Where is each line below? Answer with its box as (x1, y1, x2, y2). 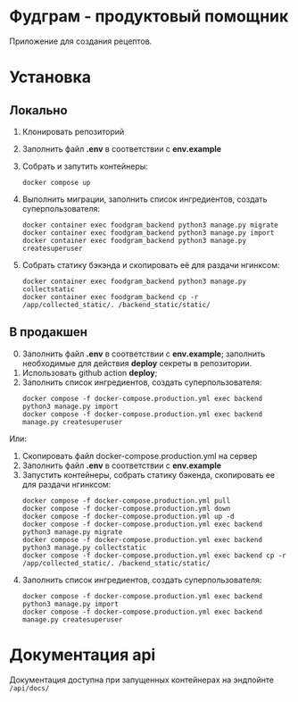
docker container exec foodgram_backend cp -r (21, 292, 199, 301)
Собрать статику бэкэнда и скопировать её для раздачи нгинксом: (21, 259, 280, 270)
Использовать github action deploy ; (21, 367, 158, 378)
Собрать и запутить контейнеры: (21, 161, 149, 171)
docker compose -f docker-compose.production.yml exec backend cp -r (21, 551, 287, 560)
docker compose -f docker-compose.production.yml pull (21, 496, 231, 506)
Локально (9, 103, 69, 118)
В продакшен (9, 324, 87, 340)
